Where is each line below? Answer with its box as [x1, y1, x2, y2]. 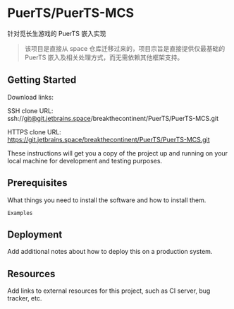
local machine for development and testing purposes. [7, 156, 163, 165]
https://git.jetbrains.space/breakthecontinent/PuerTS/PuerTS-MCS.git [7, 135, 210, 144]
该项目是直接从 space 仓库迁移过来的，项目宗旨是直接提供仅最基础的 [24, 44, 226, 52]
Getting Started [7, 74, 77, 86]
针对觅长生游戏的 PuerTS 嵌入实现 [7, 29, 106, 37]
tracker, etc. [7, 294, 42, 303]
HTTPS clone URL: [7, 127, 61, 136]
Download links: [7, 93, 54, 101]
